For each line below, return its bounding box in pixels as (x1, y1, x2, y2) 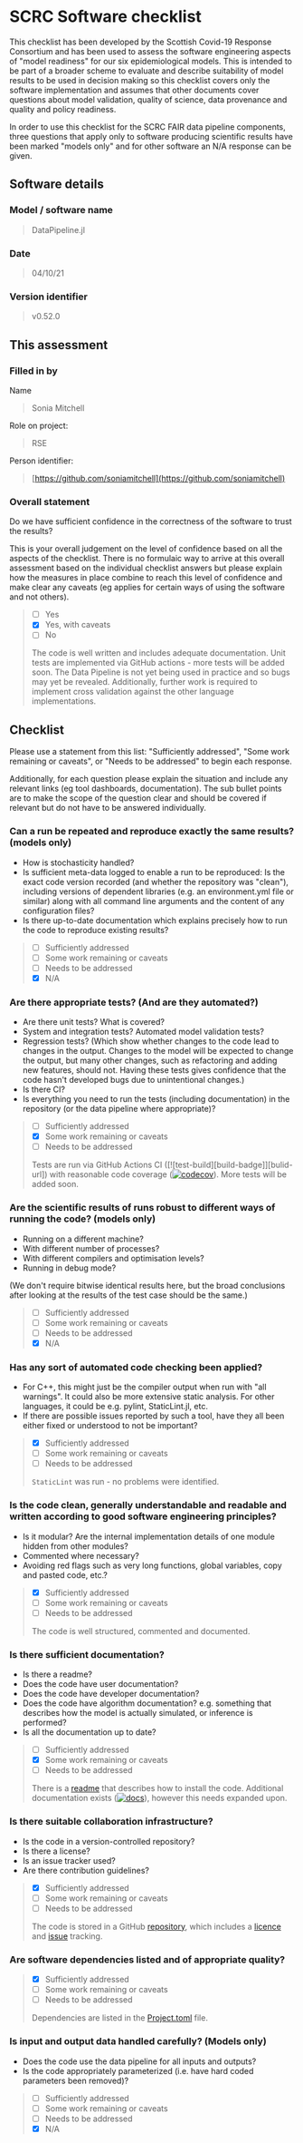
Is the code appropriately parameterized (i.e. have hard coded (22, 2065, 254, 2076)
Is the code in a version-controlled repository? (22, 1836, 195, 1846)
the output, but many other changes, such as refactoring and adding (22, 1055, 278, 1067)
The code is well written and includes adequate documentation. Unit (31, 648, 287, 658)
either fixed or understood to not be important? (22, 1420, 198, 1431)
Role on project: (9, 420, 69, 431)
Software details (9, 177, 104, 192)
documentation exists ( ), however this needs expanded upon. (31, 1793, 288, 1804)
